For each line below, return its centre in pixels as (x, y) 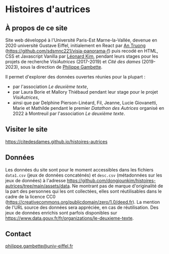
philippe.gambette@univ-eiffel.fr (39, 246)
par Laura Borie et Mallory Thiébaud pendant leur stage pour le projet (85, 92)
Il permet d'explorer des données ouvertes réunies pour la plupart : (75, 77)
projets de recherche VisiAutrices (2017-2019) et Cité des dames (73, 61)
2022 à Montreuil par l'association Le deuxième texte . (69, 113)
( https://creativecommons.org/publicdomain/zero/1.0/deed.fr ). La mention (83, 202)
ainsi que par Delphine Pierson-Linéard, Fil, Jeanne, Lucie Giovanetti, (85, 103)
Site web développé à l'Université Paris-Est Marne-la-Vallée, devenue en (81, 40)
